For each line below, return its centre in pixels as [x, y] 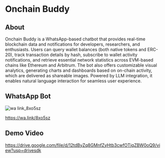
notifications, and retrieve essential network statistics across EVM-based [79, 60]
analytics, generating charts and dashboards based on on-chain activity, [79, 70]
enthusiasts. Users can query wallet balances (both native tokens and [76, 49]
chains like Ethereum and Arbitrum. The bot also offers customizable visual [81, 65]
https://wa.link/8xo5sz [28, 118]
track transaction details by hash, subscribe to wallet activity [76, 55]
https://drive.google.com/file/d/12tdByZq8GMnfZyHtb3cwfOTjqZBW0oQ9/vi [83, 145]
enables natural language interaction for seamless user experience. [73, 81]
